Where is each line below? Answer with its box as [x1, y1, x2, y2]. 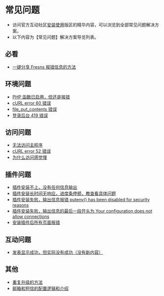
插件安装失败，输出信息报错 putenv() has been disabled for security [12, 197, 150, 203]
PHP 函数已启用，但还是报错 [12, 94, 70, 100]
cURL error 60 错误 [12, 100, 51, 106]
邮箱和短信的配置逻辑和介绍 [12, 285, 69, 291]
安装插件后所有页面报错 [12, 220, 60, 225]
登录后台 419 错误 [12, 112, 48, 118]
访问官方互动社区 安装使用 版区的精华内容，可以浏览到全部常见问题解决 [12, 22, 155, 28]
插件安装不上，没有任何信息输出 [12, 185, 77, 190]
